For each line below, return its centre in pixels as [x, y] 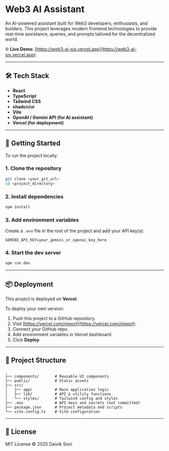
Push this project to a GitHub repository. [54, 318]
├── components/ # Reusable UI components [57, 376]
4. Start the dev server [33, 253]
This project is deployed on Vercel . [41, 299]
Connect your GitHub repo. [40, 329]
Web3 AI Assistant [45, 9]
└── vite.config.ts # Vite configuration [53, 412]
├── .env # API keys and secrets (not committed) [73, 403]
